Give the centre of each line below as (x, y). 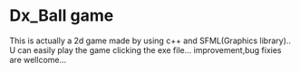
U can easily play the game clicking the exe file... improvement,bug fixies (145, 49)
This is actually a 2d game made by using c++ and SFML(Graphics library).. (150, 40)
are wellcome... (38, 59)
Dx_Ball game (62, 16)
